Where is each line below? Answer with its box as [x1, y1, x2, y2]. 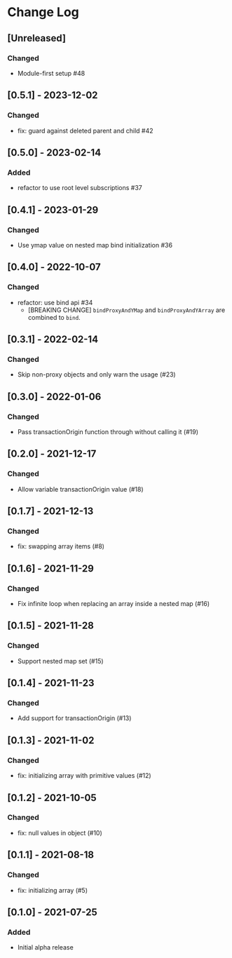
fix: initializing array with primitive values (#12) [17, 771, 152, 780]
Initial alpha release [17, 943, 74, 952]
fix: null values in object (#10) [17, 828, 103, 837]
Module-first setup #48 [17, 69, 86, 77]
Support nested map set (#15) [17, 656, 104, 665]
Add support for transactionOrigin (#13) [17, 714, 132, 722]
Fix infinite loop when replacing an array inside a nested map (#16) [17, 600, 210, 608]
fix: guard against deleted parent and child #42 [17, 126, 153, 135]
